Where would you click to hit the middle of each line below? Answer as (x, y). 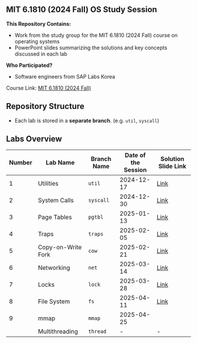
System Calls (56, 201)
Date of (135, 155)
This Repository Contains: (39, 23)
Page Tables (55, 218)
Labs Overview (34, 139)
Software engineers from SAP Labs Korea (65, 76)
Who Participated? (29, 65)
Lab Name (60, 162)
